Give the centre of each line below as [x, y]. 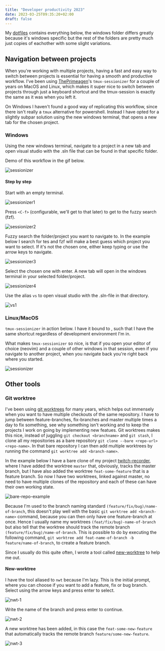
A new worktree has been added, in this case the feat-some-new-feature [79, 628]
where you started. [24, 359]
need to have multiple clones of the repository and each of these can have [81, 482]
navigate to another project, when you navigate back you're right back [77, 354]
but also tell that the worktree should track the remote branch [67, 527]
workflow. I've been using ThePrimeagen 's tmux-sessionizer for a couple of [82, 81]
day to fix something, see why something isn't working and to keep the [77, 425]
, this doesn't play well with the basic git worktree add [81, 511]
